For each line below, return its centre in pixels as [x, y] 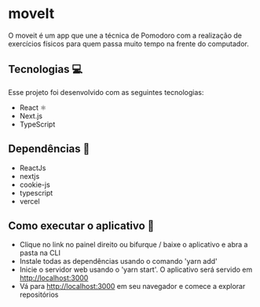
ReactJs [33, 168]
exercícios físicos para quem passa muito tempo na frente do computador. [129, 43]
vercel [30, 201]
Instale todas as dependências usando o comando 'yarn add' [118, 261]
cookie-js [35, 185]
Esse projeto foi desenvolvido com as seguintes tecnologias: [106, 92]
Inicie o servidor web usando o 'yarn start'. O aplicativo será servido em [136, 270]
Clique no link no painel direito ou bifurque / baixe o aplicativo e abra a [134, 245]
